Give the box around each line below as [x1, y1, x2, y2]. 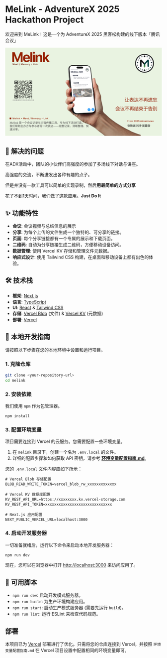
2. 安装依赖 [5, 391, 32, 397]
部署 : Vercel [12, 316, 37, 322]
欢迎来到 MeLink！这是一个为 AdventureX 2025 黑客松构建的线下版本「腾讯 [5, 31, 160, 37]
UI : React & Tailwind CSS [12, 304, 64, 310]
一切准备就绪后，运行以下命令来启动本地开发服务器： [5, 542, 114, 548]
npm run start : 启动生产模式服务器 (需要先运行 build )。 [12, 605, 126, 611]
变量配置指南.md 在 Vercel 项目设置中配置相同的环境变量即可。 [5, 648, 129, 653]
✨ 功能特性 [5, 209, 39, 217]
